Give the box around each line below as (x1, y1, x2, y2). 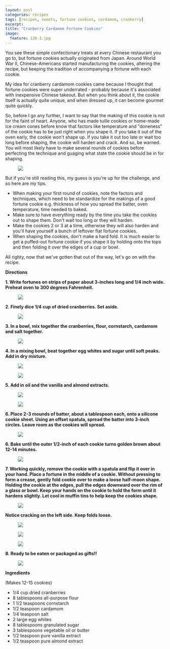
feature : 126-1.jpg (10, 36, 51, 41)
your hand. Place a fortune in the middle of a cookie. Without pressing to (5, 471, 161, 477)
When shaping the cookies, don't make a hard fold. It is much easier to (12, 233, 160, 239)
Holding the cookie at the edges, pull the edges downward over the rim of (5, 482, 163, 488)
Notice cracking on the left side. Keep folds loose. (5, 512, 112, 518)
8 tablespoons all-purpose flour (12, 595, 79, 601)
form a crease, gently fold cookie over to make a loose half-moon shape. (5, 476, 161, 483)
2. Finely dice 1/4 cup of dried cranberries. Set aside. (5, 303, 119, 310)
